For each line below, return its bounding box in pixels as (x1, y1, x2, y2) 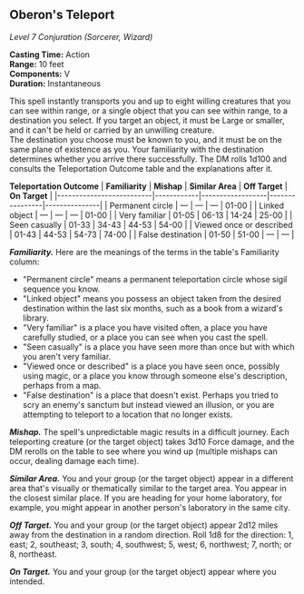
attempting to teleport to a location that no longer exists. (22, 409, 233, 420)
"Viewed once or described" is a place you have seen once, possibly (22, 361, 280, 371)
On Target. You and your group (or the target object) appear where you (9, 566, 277, 577)
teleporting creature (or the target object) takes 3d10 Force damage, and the (9, 436, 295, 447)
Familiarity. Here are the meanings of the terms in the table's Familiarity (9, 246, 279, 257)
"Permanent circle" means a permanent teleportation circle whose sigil (22, 273, 288, 284)
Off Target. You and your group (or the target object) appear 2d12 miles (9, 520, 279, 530)
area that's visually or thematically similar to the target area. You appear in (9, 482, 288, 493)
